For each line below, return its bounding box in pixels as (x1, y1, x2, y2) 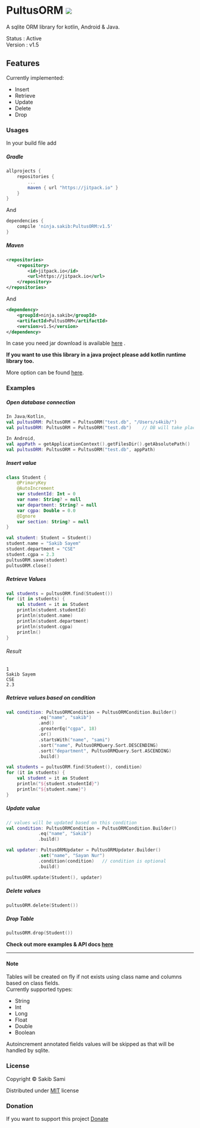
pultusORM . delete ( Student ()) (6, 902, 79, 908)
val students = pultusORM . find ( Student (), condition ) (6, 764, 143, 770)
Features (6, 58, 40, 68)
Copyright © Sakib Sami (6, 1075, 65, 1082)
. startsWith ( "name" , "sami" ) (37, 736, 111, 743)
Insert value (6, 460, 37, 467)
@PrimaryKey (17, 480, 46, 486)
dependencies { (6, 218, 44, 224)
